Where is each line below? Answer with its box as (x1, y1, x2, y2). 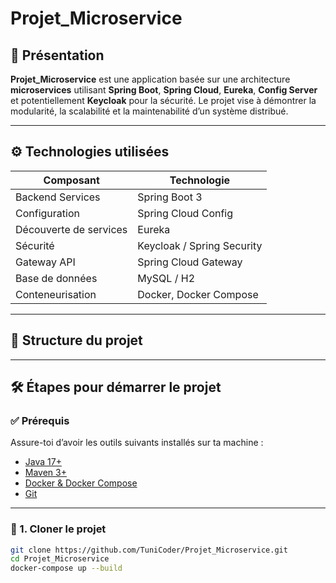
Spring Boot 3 (137, 190, 203, 204)
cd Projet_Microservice (10, 554, 110, 564)
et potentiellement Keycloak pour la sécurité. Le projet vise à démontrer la (10, 95, 317, 106)
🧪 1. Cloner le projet (10, 522, 107, 536)
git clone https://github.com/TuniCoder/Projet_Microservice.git (10, 545, 288, 555)
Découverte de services (15, 222, 128, 236)
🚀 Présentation (10, 47, 105, 64)
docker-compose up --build (10, 563, 123, 574)
